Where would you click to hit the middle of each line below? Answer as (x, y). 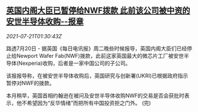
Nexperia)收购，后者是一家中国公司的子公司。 (75, 63)
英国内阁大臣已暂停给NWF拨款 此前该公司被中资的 (98, 11)
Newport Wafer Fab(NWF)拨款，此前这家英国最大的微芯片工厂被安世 (100, 55)
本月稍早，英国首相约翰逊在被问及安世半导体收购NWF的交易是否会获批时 (95, 95)
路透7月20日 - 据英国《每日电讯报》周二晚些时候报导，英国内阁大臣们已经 (97, 48)
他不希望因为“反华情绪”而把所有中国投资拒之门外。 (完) (84, 103)
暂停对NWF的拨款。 (31, 83)
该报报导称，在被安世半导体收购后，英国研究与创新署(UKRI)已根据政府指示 (97, 75)
